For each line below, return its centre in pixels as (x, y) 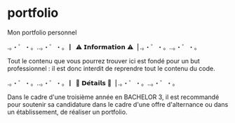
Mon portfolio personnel (42, 32)
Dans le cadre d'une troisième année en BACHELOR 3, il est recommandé (113, 97)
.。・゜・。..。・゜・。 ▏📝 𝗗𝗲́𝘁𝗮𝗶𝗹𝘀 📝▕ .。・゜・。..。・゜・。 (93, 83)
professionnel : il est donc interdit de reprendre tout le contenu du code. (111, 68)
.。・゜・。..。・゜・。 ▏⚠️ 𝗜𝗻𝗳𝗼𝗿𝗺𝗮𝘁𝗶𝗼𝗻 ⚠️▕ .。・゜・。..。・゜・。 (104, 46)
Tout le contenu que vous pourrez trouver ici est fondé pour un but (103, 60)
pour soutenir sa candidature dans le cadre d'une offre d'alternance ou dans (118, 104)
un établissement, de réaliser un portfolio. (67, 112)
